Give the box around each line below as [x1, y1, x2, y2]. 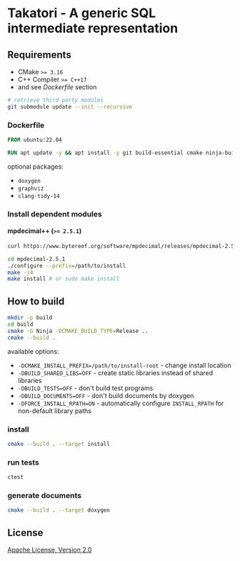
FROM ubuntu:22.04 [7, 136, 62, 144]
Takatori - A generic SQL [7, 5, 156, 21]
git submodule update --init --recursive [7, 103, 133, 110]
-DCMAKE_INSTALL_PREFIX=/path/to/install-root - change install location [17, 361, 231, 369]
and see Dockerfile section [17, 83, 97, 91]
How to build [7, 295, 65, 307]
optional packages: [7, 162, 64, 171]
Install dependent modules [7, 209, 102, 219]
